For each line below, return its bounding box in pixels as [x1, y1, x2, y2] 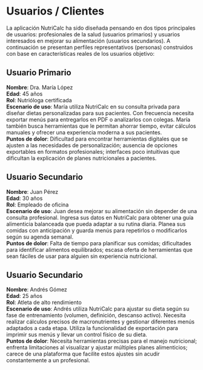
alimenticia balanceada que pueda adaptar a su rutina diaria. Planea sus [6, 220, 186, 228]
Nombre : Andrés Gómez [6, 286, 68, 293]
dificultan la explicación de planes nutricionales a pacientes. [6, 154, 157, 162]
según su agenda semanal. [6, 233, 74, 240]
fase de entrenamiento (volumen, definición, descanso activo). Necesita [6, 312, 186, 319]
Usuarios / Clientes [6, 4, 105, 18]
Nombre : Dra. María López [6, 84, 73, 91]
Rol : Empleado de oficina [6, 201, 69, 208]
